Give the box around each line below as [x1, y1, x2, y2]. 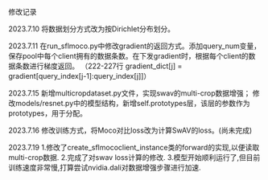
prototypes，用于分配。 [8, 108, 87, 118]
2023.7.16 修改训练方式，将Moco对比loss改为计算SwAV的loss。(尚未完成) [8, 125, 253, 135]
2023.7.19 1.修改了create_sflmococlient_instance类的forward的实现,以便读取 [8, 143, 260, 152]
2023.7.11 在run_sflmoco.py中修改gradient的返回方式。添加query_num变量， [8, 41, 262, 51]
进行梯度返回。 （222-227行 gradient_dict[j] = [29, 61, 183, 71]
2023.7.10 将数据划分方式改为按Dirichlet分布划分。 [8, 24, 175, 34]
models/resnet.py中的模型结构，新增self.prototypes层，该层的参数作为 [14, 99, 251, 108]
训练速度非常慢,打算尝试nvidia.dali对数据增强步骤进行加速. [8, 163, 201, 172]
